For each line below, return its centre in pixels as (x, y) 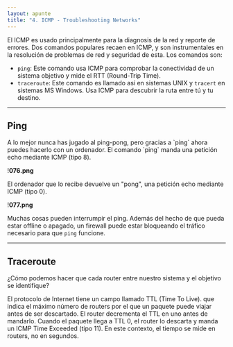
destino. (29, 97)
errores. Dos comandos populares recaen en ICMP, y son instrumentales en (115, 47)
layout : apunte (29, 14)
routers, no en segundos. (43, 336)
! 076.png (20, 171)
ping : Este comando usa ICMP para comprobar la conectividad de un (115, 68)
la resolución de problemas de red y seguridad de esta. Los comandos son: (115, 54)
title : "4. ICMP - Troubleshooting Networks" (74, 20)
